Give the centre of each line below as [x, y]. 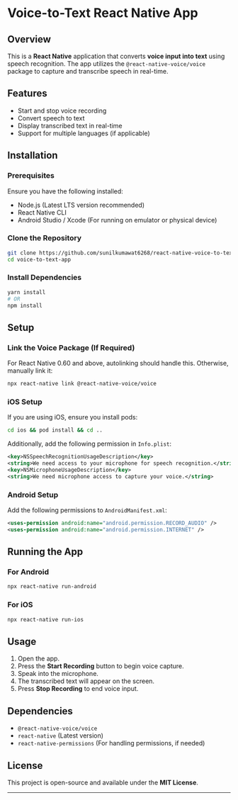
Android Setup [33, 495]
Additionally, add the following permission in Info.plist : [90, 444]
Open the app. [39, 659]
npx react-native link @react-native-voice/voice [82, 384]
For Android [28, 572]
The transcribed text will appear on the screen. [86, 681]
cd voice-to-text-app [39, 259]
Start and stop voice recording [62, 111]
